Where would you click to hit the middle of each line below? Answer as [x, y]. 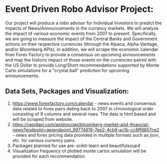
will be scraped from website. [42, 119]
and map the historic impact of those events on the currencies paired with [81, 60]
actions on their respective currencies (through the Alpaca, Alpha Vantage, [82, 44]
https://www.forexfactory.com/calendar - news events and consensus [84, 103]
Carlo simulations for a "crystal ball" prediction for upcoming [67, 70]
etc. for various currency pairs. [44, 140]
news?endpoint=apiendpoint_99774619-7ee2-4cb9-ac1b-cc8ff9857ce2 [86, 130]
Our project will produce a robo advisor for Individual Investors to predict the [83, 23]
